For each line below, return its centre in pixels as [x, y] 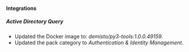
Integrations [21, 8]
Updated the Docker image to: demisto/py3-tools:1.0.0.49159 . [89, 36]
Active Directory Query [35, 22]
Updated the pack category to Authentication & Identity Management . [99, 42]
